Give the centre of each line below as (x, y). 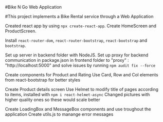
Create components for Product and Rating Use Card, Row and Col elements (82, 75)
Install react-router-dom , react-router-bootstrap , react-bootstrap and (76, 40)
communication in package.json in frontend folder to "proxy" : (67, 60)
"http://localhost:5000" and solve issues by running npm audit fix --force (80, 65)
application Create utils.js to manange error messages (59, 114)
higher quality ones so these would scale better (53, 100)
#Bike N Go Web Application (34, 7)
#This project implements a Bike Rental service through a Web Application (79, 16)
